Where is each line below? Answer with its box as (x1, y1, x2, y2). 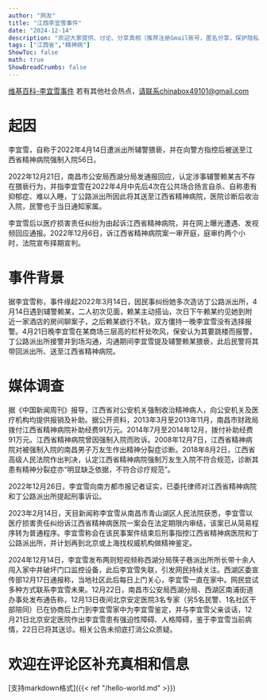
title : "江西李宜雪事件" (8, 19, 82, 27)
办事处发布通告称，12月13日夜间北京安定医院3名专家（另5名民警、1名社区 (8, 594, 250, 604)
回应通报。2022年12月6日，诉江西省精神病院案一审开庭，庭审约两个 (14, 228, 239, 238)
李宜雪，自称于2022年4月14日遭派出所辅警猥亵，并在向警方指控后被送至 (8, 145, 246, 154)
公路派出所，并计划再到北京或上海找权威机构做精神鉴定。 (8, 538, 196, 547)
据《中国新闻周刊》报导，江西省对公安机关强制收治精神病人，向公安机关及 (8, 404, 252, 414)
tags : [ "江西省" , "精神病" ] (8, 41, 91, 49)
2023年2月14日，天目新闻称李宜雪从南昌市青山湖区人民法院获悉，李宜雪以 (8, 508, 253, 517)
